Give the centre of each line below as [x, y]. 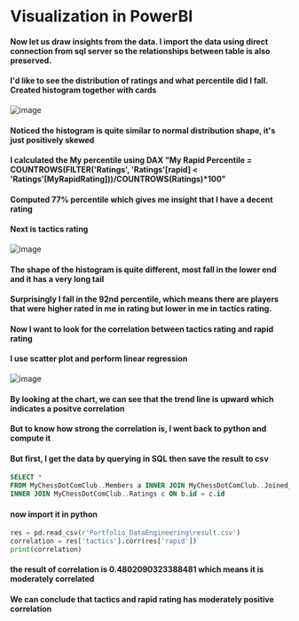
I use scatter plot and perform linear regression [99, 359]
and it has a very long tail [57, 278]
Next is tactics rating [49, 230]
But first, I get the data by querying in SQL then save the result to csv [139, 458]
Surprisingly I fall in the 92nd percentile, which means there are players [144, 299]
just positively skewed [52, 140]
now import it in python [54, 514]
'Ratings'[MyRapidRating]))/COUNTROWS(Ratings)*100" [118, 179]
